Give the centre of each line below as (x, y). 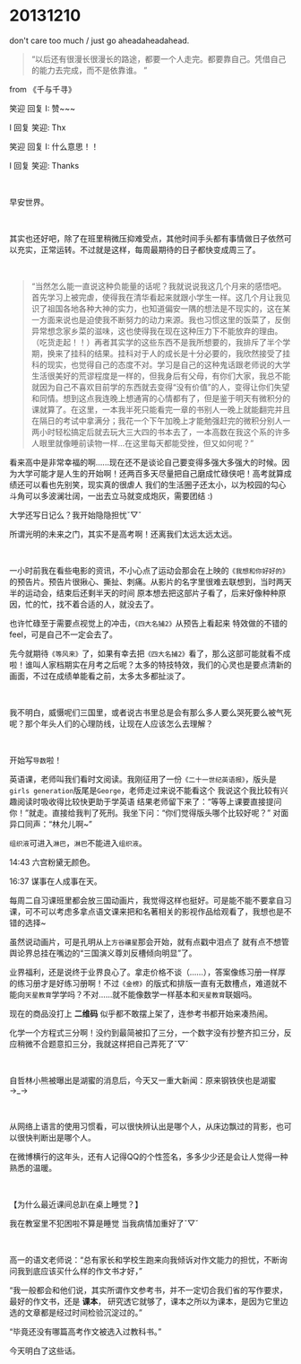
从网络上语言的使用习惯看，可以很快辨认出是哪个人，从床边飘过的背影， (142, 1126)
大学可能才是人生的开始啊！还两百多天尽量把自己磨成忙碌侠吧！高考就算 (150, 473)
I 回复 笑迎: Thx (38, 127)
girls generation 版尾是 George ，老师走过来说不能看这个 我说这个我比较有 (145, 790)
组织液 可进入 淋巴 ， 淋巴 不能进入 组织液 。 (78, 843)
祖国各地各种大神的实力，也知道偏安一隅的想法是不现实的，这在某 (169, 308)
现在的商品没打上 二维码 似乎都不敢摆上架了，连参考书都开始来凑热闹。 (141, 1013)
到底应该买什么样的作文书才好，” (84, 1271)
